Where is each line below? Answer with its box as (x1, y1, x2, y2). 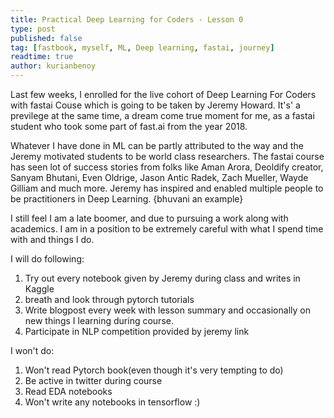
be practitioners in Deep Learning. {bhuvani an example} (10, 193, 244, 205)
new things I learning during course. (24, 315, 174, 326)
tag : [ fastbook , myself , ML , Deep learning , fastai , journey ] (10, 42, 275, 53)
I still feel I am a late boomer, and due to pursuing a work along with (10, 212, 289, 224)
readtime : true (10, 52, 74, 62)
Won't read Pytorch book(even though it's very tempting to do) (24, 364, 284, 376)
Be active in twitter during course (24, 375, 163, 386)
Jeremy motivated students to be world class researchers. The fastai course (10, 151, 325, 162)
